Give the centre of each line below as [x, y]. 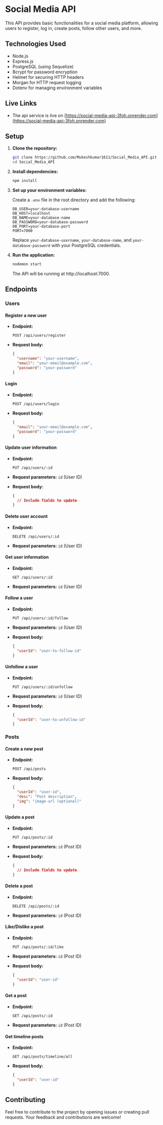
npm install [25, 181]
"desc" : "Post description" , [47, 797]
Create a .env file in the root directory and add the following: [74, 200]
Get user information [27, 557]
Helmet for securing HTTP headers [48, 77]
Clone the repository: [35, 148]
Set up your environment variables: [49, 190]
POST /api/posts [29, 769]
